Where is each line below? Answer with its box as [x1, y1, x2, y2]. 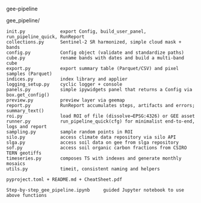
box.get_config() [6, 92, 50, 98]
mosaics [6, 161, 26, 167]
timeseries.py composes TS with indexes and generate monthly [6, 155, 182, 161]
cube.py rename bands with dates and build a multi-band [6, 55, 185, 61]
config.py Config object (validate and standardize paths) [6, 50, 185, 56]
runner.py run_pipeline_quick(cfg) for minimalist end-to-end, [6, 118, 196, 124]
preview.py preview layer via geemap [6, 97, 125, 103]
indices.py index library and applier [6, 76, 128, 82]
